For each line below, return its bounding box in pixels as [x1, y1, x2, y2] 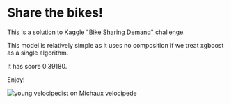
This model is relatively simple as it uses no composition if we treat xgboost [7, 41, 224, 49]
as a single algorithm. [7, 49, 69, 57]
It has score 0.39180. [7, 62, 67, 70]
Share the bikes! [7, 5, 103, 21]
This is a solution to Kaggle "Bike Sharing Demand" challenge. [7, 28, 186, 36]
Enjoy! [7, 75, 26, 84]
